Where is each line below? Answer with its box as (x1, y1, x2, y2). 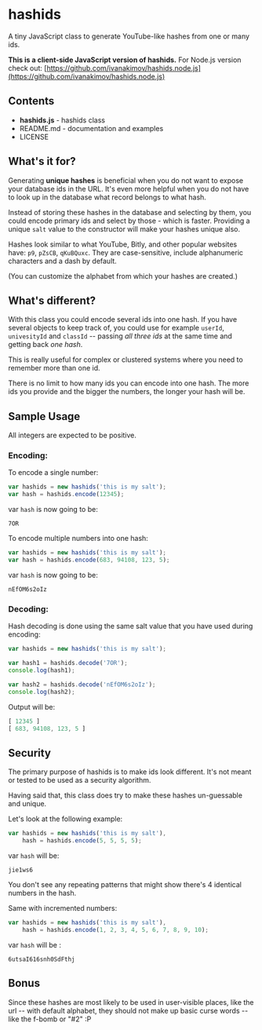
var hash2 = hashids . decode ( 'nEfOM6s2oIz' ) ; (8, 681, 156, 688)
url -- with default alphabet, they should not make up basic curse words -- (8, 1006, 249, 1015)
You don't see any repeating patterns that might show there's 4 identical (8, 879, 242, 889)
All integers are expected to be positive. (8, 430, 137, 440)
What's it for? (8, 155, 76, 168)
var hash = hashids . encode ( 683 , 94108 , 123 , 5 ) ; (8, 556, 170, 564)
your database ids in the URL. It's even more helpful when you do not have (8, 184, 249, 193)
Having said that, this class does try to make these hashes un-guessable (8, 791, 243, 800)
